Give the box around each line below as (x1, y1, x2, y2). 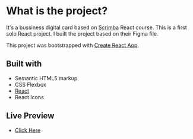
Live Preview (6, 111, 55, 121)
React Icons (14, 93, 45, 100)
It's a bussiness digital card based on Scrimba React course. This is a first (6, 24, 187, 31)
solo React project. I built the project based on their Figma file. (6, 30, 159, 37)
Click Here (14, 127, 41, 134)
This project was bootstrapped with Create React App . (6, 42, 140, 49)
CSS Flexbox (14, 81, 46, 88)
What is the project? (6, 4, 108, 18)
